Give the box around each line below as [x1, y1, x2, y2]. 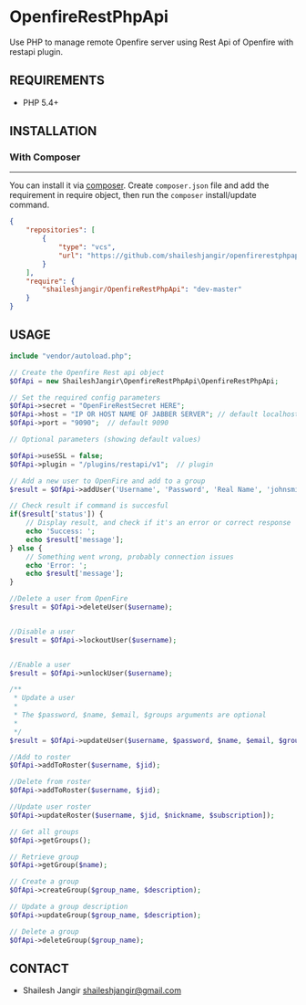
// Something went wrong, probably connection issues [25, 552, 234, 561]
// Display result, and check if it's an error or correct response [25, 518, 291, 528]
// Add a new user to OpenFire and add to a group [9, 476, 206, 486]
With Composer [9, 151, 81, 163]
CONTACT [9, 960, 70, 976]
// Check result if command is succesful [9, 501, 169, 510]
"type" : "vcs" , [57, 243, 117, 252]
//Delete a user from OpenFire [9, 594, 128, 603]
